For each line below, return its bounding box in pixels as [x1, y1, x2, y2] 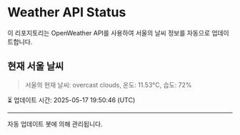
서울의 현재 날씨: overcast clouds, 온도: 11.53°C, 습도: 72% [24, 80, 192, 89]
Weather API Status [7, 4, 126, 21]
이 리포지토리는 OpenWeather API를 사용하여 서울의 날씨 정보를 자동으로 [7, 28, 211, 37]
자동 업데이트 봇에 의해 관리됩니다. [7, 119, 103, 128]
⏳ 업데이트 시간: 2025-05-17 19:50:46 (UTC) [7, 95, 136, 104]
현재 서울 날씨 [7, 60, 64, 72]
